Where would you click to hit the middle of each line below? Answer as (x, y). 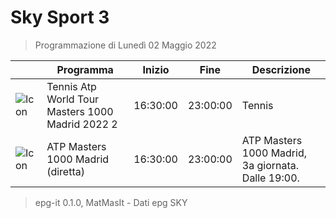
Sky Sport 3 (60, 17)
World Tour (73, 99)
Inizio (156, 69)
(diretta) (65, 171)
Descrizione (281, 69)
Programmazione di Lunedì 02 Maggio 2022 (125, 45)
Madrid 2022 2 (82, 124)
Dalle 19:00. (270, 178)
